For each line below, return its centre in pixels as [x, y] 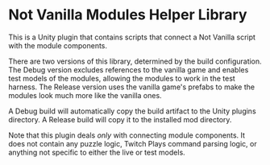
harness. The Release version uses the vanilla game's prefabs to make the [132, 87]
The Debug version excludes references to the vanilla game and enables [129, 69]
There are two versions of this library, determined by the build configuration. [135, 61]
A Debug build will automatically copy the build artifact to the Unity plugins [132, 111]
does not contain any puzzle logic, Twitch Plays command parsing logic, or [133, 143]
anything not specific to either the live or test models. [97, 152]
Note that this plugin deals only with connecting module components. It [127, 135]
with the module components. [58, 45]
